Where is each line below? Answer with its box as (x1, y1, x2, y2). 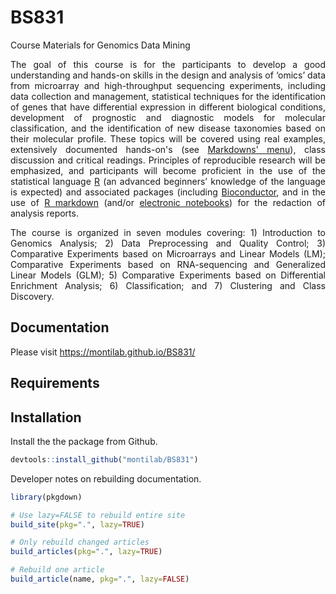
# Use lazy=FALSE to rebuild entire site (10, 510, 186, 520)
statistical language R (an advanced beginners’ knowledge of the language (10, 175, 326, 187)
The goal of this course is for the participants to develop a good (10, 58, 326, 70)
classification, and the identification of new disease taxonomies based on (10, 122, 326, 134)
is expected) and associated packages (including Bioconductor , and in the (10, 186, 327, 198)
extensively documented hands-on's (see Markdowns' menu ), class (10, 143, 327, 155)
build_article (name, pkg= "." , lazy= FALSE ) (10, 574, 190, 585)
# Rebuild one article (10, 565, 105, 575)
